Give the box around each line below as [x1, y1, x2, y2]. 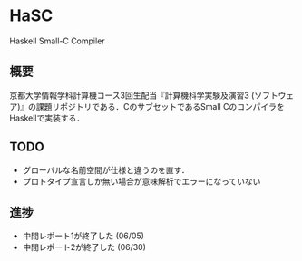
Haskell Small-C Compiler [9, 35, 106, 46]
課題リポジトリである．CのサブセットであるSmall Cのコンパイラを [35, 101, 286, 111]
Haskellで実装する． [9, 112, 84, 123]
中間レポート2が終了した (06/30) [22, 242, 147, 253]
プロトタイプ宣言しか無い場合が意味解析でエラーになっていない [22, 176, 261, 187]
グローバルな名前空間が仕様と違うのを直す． [22, 164, 190, 175]
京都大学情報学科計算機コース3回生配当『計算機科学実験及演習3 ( [9, 90, 255, 101]
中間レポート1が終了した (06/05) [22, 230, 145, 241]
